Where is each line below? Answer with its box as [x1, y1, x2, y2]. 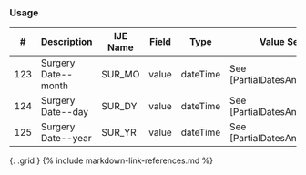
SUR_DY [101, 100, 138, 113]
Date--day [40, 106, 89, 118]
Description [40, 36, 93, 48]
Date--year [40, 132, 92, 145]
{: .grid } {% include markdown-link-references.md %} [9, 155, 214, 166]
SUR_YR [101, 126, 137, 139]
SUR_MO [101, 68, 140, 81]
